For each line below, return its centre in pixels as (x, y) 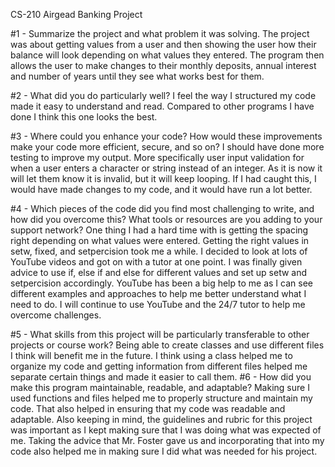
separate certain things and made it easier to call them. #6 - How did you (161, 377)
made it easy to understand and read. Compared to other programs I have (162, 106)
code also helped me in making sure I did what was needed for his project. (164, 451)
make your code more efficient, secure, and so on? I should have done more (167, 147)
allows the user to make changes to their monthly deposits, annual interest (163, 65)
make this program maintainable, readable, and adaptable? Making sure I (160, 387)
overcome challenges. (56, 315)
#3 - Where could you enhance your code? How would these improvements (166, 136)
